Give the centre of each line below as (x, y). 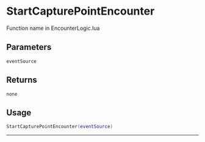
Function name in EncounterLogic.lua (53, 28)
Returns (22, 80)
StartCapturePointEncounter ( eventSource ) (60, 127)
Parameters (29, 47)
